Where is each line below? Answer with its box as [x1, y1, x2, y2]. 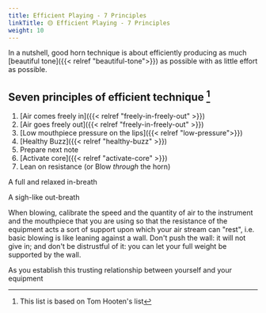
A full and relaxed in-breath [8, 177, 97, 187]
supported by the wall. [8, 250, 82, 260]
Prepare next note [19, 145, 79, 155]
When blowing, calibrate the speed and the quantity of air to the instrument [8, 208, 253, 218]
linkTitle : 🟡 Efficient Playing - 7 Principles [8, 19, 170, 27]
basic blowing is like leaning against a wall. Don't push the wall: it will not [8, 233, 246, 242]
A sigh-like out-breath [8, 193, 80, 202]
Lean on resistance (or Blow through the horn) [19, 162, 171, 171]
